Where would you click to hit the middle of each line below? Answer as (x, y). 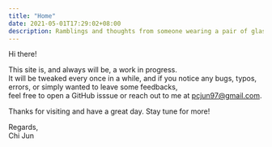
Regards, (23, 128)
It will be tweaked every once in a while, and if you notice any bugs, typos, (133, 79)
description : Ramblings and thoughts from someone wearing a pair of (128, 31)
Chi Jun (21, 136)
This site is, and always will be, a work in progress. (93, 70)
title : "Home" (32, 16)
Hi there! (23, 54)
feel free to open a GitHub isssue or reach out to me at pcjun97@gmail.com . (135, 96)
